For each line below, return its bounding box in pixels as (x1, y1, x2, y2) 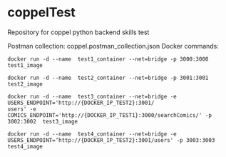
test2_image (7, 80, 43, 88)
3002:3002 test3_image (7, 118, 78, 125)
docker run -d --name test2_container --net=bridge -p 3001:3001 (7, 74, 209, 81)
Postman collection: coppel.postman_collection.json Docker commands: (7, 41, 220, 50)
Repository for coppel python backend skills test (7, 28, 150, 36)
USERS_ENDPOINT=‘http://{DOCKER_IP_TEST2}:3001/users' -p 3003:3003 (7, 136, 215, 143)
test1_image (7, 61, 43, 69)
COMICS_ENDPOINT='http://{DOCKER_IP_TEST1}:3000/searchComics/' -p (7, 111, 212, 118)
